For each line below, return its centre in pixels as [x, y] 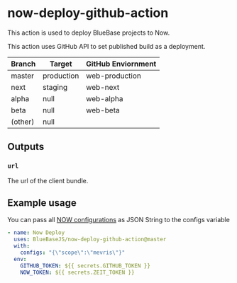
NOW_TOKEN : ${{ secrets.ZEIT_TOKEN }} [77, 272]
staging [55, 87]
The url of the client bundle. [48, 180]
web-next [103, 87]
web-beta [103, 110]
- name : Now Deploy [36, 233]
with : [22, 246]
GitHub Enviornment [121, 64]
